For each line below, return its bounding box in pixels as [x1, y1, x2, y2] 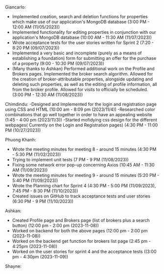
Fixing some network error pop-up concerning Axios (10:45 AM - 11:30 [12, 162, 155, 168]
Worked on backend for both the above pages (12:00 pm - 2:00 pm [12, 228, 148, 233]
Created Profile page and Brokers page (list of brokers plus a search [12, 218, 150, 223]
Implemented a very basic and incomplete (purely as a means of [12, 50, 142, 56]
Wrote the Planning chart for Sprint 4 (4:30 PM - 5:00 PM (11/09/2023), [12, 183, 156, 188]
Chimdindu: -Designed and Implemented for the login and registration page [5, 101, 157, 107]
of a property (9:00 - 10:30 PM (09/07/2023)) [12, 61, 104, 66]
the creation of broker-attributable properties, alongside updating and [12, 76, 153, 82]
